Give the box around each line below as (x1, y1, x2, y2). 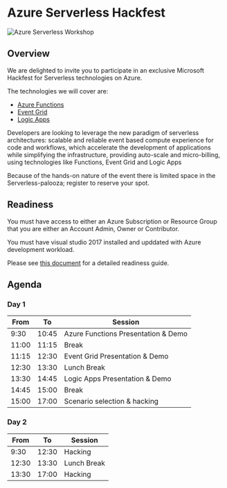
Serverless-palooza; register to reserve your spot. (7, 179, 150, 187)
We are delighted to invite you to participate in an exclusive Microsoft (7, 66, 204, 74)
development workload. (7, 245, 75, 253)
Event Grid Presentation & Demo (64, 352, 169, 361)
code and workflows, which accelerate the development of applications (7, 143, 211, 152)
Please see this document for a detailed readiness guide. (7, 258, 170, 267)
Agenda (7, 278, 42, 290)
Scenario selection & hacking (64, 397, 159, 406)
